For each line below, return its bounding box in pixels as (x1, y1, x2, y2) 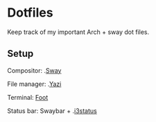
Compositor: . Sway (7, 66, 62, 74)
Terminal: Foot (7, 93, 49, 101)
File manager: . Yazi (7, 80, 62, 88)
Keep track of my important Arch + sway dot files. (7, 28, 150, 36)
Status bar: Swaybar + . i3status (7, 106, 97, 115)
